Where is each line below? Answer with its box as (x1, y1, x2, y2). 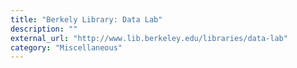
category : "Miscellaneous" (10, 42, 123, 53)
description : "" (10, 24, 78, 34)
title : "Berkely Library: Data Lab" (10, 14, 163, 25)
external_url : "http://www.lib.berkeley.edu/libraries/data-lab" (10, 33, 288, 43)
